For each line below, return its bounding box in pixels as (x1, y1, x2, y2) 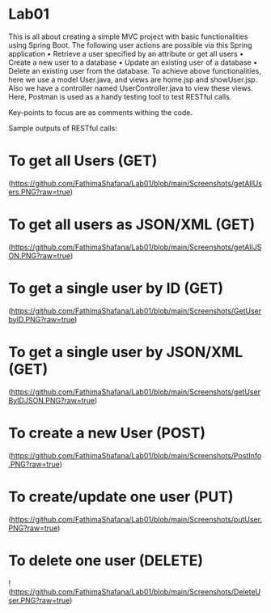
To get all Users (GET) (8, 151, 158, 170)
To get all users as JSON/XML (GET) (8, 215, 256, 234)
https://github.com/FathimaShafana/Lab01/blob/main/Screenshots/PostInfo (11, 450, 262, 460)
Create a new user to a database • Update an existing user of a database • (8, 57, 258, 67)
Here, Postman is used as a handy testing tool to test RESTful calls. (8, 92, 232, 101)
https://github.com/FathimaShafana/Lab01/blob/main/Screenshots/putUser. (11, 514, 263, 524)
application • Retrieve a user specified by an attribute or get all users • (8, 49, 244, 58)
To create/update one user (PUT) (8, 487, 234, 506)
